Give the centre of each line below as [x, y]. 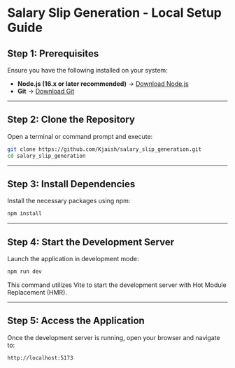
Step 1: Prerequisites [53, 53]
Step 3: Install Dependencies [71, 184]
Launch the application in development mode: [73, 259]
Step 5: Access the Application [76, 321]
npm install [24, 214]
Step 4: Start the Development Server [91, 242]
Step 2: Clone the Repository [71, 120]
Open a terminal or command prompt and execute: [80, 136]
